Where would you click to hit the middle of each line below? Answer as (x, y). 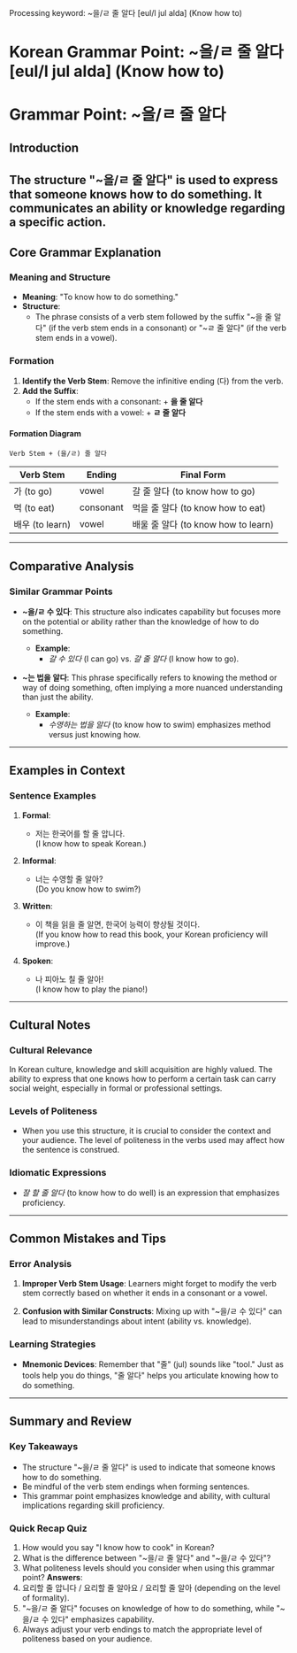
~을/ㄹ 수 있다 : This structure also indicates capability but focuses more (151, 612)
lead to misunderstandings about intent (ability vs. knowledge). (137, 1321)
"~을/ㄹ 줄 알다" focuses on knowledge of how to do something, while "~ (153, 1608)
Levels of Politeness (53, 1111)
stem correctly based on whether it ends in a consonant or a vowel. (145, 1293)
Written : (37, 906)
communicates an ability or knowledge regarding (147, 209)
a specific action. (58, 223)
